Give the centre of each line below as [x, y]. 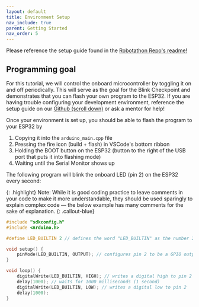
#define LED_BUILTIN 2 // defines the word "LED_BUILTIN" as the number [98, 238]
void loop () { [24, 271]
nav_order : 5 [22, 34]
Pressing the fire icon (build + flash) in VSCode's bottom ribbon [92, 144]
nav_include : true [29, 23]
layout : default [26, 12]
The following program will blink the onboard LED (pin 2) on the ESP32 [92, 174]
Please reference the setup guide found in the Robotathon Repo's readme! [97, 50]
